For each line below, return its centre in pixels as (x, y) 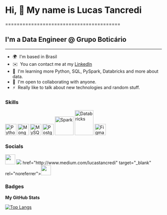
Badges (14, 187)
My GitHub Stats (23, 197)
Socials (14, 146)
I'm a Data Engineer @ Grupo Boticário (66, 40)
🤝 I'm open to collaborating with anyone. (54, 82)
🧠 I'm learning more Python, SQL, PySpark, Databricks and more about (85, 71)
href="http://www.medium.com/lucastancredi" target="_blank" (87, 163)
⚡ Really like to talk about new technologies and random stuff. (76, 87)
